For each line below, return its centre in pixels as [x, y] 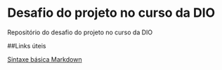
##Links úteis [27, 45]
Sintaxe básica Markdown [45, 59]
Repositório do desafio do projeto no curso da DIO [80, 32]
